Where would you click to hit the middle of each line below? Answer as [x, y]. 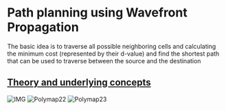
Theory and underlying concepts [79, 83]
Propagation [43, 27]
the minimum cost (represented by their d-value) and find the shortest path [113, 54]
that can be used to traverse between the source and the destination [104, 60]
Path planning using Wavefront [97, 13]
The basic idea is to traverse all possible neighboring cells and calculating [112, 46]
